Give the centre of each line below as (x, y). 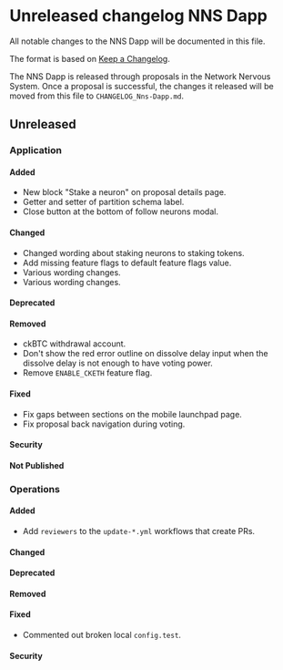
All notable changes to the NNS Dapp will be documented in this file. (137, 41)
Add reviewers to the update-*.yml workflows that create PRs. (139, 531)
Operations (35, 489)
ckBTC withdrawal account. (74, 344)
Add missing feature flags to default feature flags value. (127, 263)
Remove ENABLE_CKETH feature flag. (87, 373)
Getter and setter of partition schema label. (103, 202)
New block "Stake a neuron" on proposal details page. (124, 192)
